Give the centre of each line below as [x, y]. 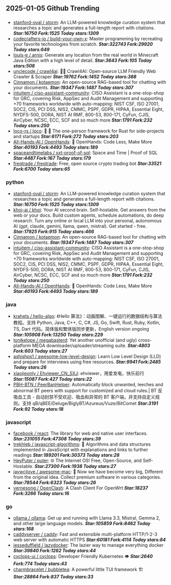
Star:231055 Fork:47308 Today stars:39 [57, 439]
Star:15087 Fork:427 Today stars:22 [52, 379]
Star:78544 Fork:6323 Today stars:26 [54, 483]
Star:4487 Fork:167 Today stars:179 [52, 158]
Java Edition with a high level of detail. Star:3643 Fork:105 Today [82, 60]
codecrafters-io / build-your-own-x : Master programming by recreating [88, 39]
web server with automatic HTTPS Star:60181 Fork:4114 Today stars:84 [89, 540]
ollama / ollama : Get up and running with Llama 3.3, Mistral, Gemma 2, [87, 518]
